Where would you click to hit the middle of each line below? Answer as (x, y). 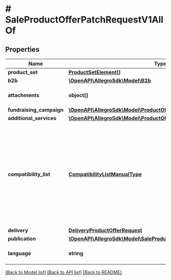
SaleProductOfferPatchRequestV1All (84, 20)
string (76, 253)
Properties (22, 49)
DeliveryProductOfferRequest (105, 230)
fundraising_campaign (36, 110)
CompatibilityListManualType (105, 174)
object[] (78, 95)
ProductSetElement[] (95, 72)
